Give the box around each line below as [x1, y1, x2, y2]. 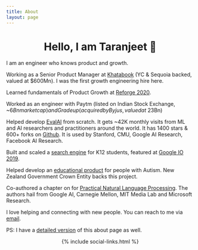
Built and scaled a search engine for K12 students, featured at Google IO [6, 149, 184, 156]
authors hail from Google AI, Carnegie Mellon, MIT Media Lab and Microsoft [6, 191, 193, 198]
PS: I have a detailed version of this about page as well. [6, 227, 142, 234]
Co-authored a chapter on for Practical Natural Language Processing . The [6, 185, 188, 192]
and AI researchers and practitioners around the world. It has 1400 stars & [6, 124, 188, 132]
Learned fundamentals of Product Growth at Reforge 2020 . [6, 89, 151, 96]
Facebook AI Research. [6, 137, 64, 145]
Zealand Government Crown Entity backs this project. [6, 173, 138, 180]
